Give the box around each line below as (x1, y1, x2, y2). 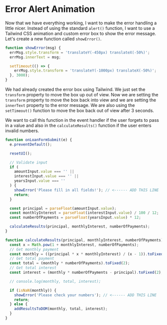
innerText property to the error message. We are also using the (5, 102, 135, 108)
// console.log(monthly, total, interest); (9, 279, 101, 284)
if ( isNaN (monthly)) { (9, 288, 57, 293)
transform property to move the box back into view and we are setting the (5, 97, 157, 103)
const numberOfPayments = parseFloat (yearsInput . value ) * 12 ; (9, 215, 141, 220)
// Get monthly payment (9, 247, 59, 252)
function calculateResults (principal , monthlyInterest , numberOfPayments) (5, 238, 164, 243)
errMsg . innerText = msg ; (9, 55, 61, 60)
